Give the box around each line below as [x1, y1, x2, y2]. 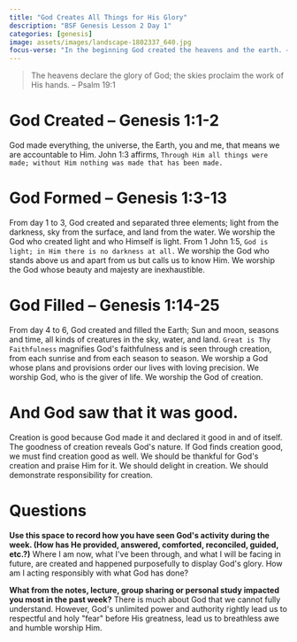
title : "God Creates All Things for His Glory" [9, 12, 188, 22]
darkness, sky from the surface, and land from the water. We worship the [9, 227, 276, 237]
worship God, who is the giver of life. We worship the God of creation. [9, 371, 263, 382]
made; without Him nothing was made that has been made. [9, 159, 224, 168]
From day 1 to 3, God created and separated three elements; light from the [9, 218, 279, 228]
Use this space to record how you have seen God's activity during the [9, 530, 270, 540]
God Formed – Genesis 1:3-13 [9, 188, 228, 208]
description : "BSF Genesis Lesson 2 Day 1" [9, 21, 172, 30]
